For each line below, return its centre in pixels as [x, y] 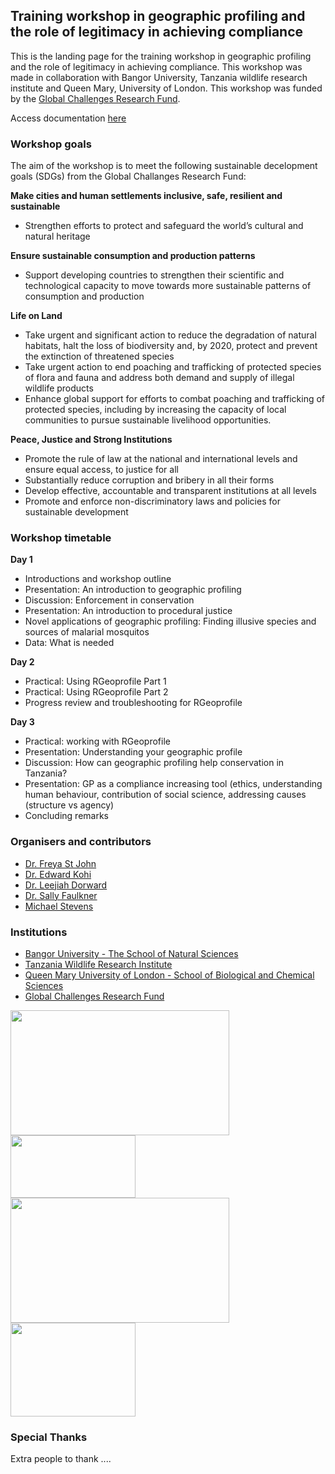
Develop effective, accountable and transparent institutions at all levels [170, 491]
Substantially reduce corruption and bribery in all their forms [149, 480]
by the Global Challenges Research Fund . [95, 98]
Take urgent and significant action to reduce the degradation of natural [170, 335]
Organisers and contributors [81, 842]
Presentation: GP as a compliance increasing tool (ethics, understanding [173, 784]
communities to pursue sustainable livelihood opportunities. [148, 420]
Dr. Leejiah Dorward [66, 885]
